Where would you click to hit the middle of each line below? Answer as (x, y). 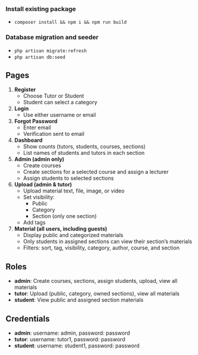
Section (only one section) (64, 216)
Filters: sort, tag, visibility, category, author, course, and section (101, 248)
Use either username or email (59, 115)
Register (25, 90)
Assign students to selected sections (68, 178)
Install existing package (41, 9)
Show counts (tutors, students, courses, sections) (84, 147)
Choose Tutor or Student (53, 96)
